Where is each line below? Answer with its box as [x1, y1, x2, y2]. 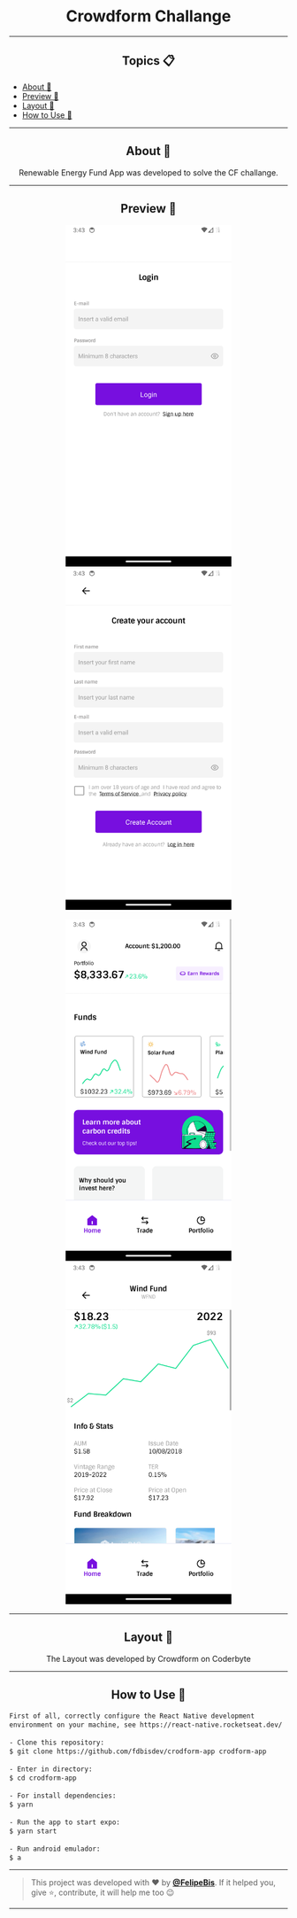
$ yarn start [9, 1827, 57, 1836]
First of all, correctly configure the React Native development [9, 1712, 255, 1720]
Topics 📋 [122, 53, 175, 68]
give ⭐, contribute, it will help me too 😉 [30, 1887, 175, 1898]
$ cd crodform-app [9, 1774, 77, 1782]
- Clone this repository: [9, 1738, 104, 1747]
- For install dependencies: [9, 1791, 117, 1800]
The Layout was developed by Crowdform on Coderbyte [45, 1653, 252, 1664]
